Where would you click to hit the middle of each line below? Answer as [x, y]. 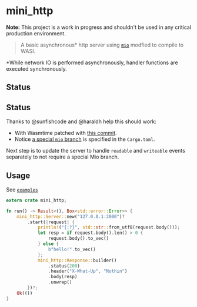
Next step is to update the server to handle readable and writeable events [96, 151]
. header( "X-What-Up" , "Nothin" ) [88, 271]
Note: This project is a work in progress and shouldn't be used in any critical [99, 27]
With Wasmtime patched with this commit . [66, 133]
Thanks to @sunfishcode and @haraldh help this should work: [81, 121]
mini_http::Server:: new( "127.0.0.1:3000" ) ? [71, 216]
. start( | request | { [51, 222]
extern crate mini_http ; [36, 200]
